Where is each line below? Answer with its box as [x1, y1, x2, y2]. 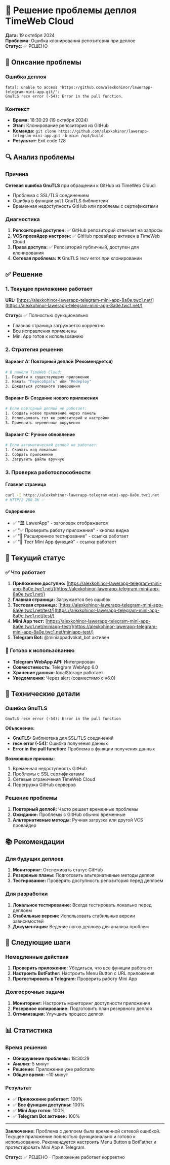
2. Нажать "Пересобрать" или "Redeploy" [5, 379, 92, 384]
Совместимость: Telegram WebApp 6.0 [12, 664, 99, 670]
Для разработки [5, 890, 48, 897]
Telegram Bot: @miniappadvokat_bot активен [12, 635, 110, 641]
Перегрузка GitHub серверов [12, 782, 76, 788]
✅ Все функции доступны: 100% [12, 1101, 85, 1108]
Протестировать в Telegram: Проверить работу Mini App [12, 975, 138, 982]
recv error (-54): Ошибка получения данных [12, 740, 108, 746]
